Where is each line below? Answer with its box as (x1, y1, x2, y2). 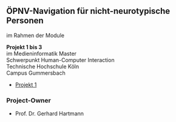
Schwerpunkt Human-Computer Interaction (6, 56, 115, 64)
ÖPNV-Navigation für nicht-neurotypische (6, 6, 171, 16)
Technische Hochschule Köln (6, 63, 80, 70)
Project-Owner (6, 96, 52, 104)
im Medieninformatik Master (6, 50, 77, 57)
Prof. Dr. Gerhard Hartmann (15, 110, 84, 117)
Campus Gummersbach (6, 69, 66, 76)
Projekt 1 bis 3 (6, 43, 42, 50)
